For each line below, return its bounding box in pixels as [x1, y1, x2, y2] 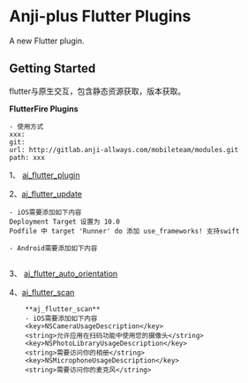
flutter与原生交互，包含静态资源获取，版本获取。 [9, 86, 186, 96]
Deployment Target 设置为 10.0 [9, 217, 121, 226]
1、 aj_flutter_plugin [9, 170, 80, 180]
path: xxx [9, 153, 46, 162]
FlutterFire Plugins [9, 103, 79, 114]
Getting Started [9, 61, 96, 76]
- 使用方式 [9, 122, 44, 131]
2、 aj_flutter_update [9, 188, 82, 199]
